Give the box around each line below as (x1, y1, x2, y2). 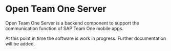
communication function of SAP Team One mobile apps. (5, 25, 124, 31)
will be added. (5, 40, 35, 46)
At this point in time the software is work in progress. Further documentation (5, 35, 166, 41)
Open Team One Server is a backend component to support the (5, 20, 139, 26)
